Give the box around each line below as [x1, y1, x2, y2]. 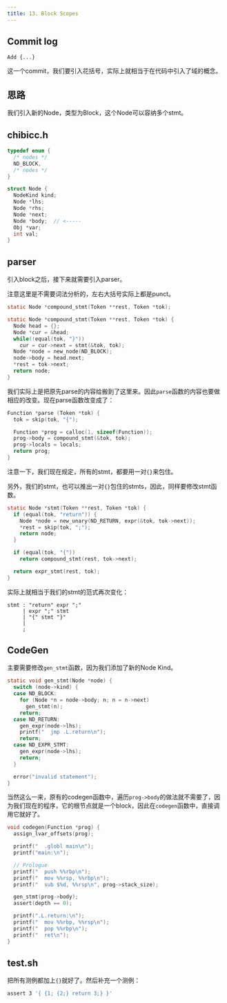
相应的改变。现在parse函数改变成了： [7, 396, 115, 404]
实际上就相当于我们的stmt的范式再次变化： [7, 587, 129, 596]
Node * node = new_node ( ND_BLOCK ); [13, 348, 112, 356]
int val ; [13, 231, 39, 237]
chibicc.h [7, 129, 48, 141]
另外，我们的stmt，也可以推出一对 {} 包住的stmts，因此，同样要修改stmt [7, 482, 212, 490]
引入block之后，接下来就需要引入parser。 [7, 275, 126, 284]
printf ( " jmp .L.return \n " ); [19, 729, 107, 736]
